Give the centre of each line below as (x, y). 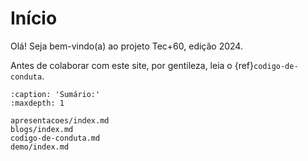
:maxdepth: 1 (37, 103)
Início (34, 18)
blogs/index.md (42, 129)
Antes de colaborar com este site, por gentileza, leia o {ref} (132, 65)
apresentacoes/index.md (60, 120)
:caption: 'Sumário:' (55, 94)
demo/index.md (40, 147)
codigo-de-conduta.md (55, 138)
